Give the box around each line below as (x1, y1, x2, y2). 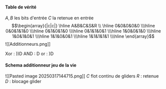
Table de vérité (5, 4, 37, 10)
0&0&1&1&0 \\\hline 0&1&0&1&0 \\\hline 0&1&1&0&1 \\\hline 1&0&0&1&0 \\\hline (5, 28, 161, 34)
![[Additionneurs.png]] (5, 41, 51, 47)
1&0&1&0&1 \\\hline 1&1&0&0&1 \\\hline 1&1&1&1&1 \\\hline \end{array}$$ (12, 33, 155, 39)
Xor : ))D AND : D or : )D (5, 51, 54, 57)
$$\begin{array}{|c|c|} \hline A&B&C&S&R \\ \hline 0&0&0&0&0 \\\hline (11, 23, 155, 29)
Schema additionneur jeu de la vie (5, 62, 77, 68)
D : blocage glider (5, 79, 42, 85)
